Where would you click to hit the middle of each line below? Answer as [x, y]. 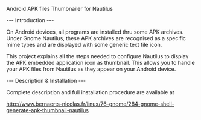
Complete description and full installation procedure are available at [90, 92]
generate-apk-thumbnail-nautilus [48, 110]
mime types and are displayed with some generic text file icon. [84, 45]
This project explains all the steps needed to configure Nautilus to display [97, 56]
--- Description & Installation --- [46, 81]
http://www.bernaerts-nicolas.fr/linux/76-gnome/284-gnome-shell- [90, 104]
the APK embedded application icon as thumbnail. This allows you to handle [101, 63]
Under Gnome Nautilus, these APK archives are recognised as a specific [96, 38]
